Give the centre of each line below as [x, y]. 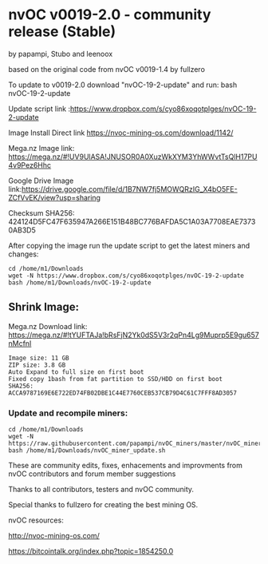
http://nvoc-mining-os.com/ [54, 536]
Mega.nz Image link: [41, 148]
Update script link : [39, 109]
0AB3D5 [22, 230]
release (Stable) [62, 32]
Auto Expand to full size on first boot [77, 372]
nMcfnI [20, 343]
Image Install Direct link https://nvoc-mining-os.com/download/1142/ [121, 133]
